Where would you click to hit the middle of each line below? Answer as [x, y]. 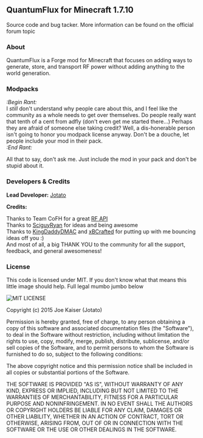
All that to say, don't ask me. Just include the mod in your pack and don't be [101, 159]
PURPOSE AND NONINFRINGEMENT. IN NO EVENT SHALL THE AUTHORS [100, 404]
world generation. [28, 73]
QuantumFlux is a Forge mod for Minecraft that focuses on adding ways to [99, 60]
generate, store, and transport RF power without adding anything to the [95, 67]
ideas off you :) [25, 238]
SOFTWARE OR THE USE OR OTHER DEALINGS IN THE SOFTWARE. [91, 429]
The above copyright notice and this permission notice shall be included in [99, 366]
